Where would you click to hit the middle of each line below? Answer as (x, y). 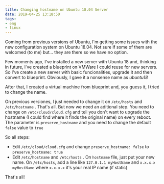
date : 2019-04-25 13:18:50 (33, 14)
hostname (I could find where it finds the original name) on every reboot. (78, 117)
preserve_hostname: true (37, 153)
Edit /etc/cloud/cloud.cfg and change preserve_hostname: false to (81, 147)
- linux (13, 28)
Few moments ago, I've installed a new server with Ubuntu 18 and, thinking (81, 62)
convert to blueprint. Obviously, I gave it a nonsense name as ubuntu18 (77, 78)
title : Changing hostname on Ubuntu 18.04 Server (57, 10)
